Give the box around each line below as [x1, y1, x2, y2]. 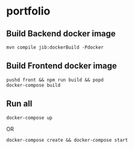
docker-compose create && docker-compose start [6, 137, 129, 143]
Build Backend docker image [6, 28, 116, 39]
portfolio [6, 4, 51, 18]
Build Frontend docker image [6, 61, 117, 71]
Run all [6, 99, 33, 109]
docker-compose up [6, 114, 53, 121]
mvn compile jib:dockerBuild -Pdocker [6, 44, 104, 50]
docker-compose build [6, 82, 61, 88]
